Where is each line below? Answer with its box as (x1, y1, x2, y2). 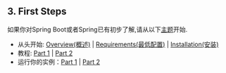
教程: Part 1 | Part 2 (17, 48, 73, 57)
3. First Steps (7, 6, 67, 18)
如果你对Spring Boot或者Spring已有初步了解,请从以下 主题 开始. (7, 25, 188, 34)
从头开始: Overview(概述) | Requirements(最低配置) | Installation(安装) (17, 40, 220, 48)
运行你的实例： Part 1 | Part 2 (17, 58, 101, 66)
